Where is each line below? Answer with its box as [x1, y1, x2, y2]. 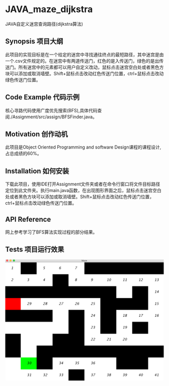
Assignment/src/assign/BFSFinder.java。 [12, 114, 97, 120]
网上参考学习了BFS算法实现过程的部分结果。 [5, 229, 98, 235]
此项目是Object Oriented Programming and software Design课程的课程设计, [5, 144, 161, 150]
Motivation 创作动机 [5, 130, 68, 138]
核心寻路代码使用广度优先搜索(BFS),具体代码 [5, 107, 98, 113]
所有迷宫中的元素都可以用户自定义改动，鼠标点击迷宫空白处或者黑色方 [18, 64, 164, 70]
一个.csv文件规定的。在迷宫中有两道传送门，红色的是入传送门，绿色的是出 [5, 58, 159, 64]
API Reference [5, 215, 51, 223]
